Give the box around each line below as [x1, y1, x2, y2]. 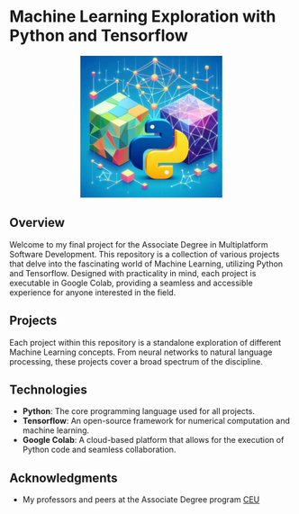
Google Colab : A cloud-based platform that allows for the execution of [22, 435, 285, 446]
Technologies [9, 382, 88, 397]
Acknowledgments [9, 470, 119, 485]
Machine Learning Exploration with [9, 6, 276, 27]
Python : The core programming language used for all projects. [22, 406, 255, 417]
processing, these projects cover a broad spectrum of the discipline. [9, 356, 263, 366]
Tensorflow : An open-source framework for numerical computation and [22, 416, 291, 427]
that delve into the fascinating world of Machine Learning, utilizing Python [9, 258, 284, 269]
